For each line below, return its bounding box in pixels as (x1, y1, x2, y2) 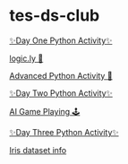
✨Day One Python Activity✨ (9, 35, 113, 46)
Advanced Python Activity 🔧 (9, 70, 114, 81)
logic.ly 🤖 (9, 53, 44, 64)
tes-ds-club (9, 5, 100, 26)
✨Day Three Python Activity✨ (9, 126, 119, 137)
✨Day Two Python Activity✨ (9, 87, 114, 99)
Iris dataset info (9, 144, 67, 155)
